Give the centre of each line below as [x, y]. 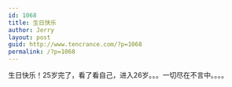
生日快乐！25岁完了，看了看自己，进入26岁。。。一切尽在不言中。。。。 [118, 75]
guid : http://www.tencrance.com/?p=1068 [75, 45]
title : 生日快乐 [32, 23]
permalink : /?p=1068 [42, 52]
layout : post [29, 37]
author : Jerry [31, 30]
